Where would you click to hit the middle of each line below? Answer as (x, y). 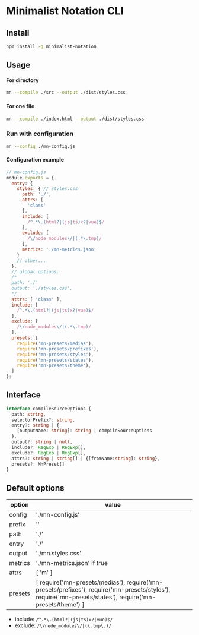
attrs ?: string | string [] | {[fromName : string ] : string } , (86, 459)
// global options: (36, 271)
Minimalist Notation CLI (65, 11)
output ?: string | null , (42, 442)
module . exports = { (30, 178)
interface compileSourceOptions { (49, 409)
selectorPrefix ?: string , (44, 420)
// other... (31, 260)
